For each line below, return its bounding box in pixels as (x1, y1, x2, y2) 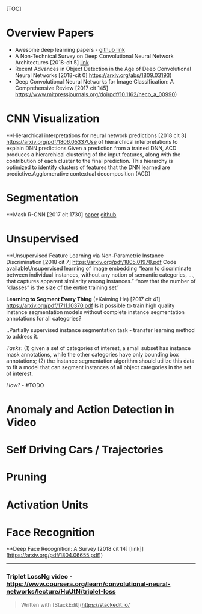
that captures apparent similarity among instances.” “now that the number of (6, 277, 196, 284)
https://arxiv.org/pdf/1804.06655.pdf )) (8, 551, 103, 559)
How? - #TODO (6, 381, 44, 388)
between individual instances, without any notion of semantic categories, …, (6, 271, 195, 278)
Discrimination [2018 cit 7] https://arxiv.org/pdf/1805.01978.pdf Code (6, 258, 177, 265)
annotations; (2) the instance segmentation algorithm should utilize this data (6, 357, 195, 364)
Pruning (6, 470, 47, 484)
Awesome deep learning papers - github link (14, 46, 125, 53)
